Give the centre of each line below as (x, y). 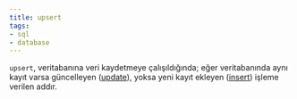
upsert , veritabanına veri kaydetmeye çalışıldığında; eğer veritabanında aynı (148, 68)
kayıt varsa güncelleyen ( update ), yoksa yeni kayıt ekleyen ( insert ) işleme (144, 78)
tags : (19, 26)
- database (30, 42)
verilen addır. (34, 87)
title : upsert (36, 17)
